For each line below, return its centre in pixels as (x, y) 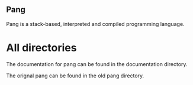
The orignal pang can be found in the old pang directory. (75, 76)
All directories (41, 48)
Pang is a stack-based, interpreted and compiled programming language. (95, 24)
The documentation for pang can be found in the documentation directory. (97, 64)
